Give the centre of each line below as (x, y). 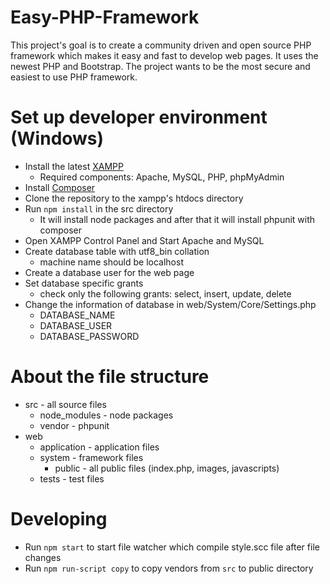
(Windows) (57, 138)
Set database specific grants (84, 283)
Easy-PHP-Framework (105, 17)
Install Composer (60, 187)
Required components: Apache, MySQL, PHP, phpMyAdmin (162, 177)
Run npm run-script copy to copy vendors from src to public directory (169, 568)
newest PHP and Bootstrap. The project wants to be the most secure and (160, 66)
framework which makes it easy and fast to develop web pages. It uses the (164, 55)
